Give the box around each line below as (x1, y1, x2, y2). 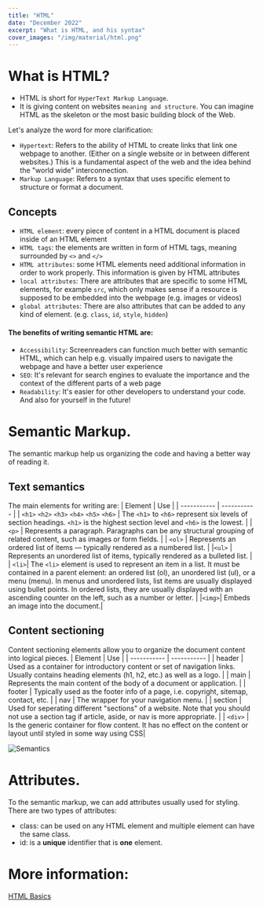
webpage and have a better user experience (19, 362, 163, 371)
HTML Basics (8, 891, 52, 901)
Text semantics (8, 480, 85, 493)
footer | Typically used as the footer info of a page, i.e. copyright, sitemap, (8, 686, 249, 696)
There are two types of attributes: (8, 806, 117, 815)
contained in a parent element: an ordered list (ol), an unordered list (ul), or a (8, 567, 256, 577)
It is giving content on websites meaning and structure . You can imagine (19, 102, 254, 111)
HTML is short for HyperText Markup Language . (19, 94, 169, 103)
